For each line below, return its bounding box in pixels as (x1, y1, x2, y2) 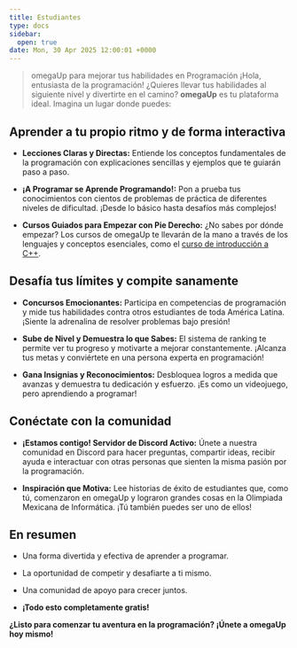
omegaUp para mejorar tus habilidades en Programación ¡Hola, (30, 70, 262, 81)
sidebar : (9, 29, 42, 38)
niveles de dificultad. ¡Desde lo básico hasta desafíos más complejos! (21, 202, 277, 213)
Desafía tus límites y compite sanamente (9, 274, 239, 289)
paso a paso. (21, 166, 70, 177)
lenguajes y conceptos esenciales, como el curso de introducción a (21, 238, 269, 249)
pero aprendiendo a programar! (21, 387, 137, 399)
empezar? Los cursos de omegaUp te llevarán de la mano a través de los (21, 229, 288, 239)
